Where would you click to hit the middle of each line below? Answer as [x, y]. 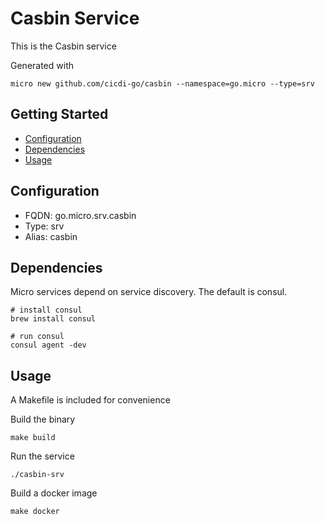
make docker [35, 512]
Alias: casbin [51, 236]
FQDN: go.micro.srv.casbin [80, 215]
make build [33, 438]
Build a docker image [54, 493]
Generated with [42, 65]
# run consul [37, 337]
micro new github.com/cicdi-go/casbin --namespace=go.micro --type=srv [162, 83]
